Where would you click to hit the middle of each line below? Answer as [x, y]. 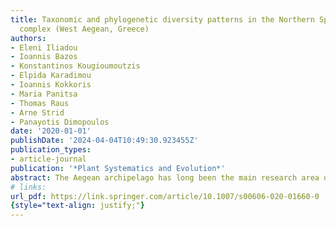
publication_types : [51, 150]
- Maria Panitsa [44, 94]
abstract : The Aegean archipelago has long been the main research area [165, 177]
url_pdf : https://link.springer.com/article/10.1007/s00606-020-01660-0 [165, 196]
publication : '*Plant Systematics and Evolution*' [118, 168]
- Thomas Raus [40, 103]
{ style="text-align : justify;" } [77, 206]
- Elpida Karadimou [51, 76]
